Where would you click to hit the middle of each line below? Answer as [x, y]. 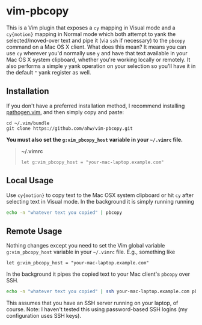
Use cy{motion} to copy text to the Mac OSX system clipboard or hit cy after [100, 195]
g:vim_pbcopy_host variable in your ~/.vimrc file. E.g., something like [91, 252]
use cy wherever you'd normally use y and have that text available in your [97, 53]
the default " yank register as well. [49, 72]
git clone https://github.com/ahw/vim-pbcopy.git [70, 128]
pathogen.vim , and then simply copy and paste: [65, 112]
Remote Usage [34, 231]
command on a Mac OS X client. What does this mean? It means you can [96, 47]
